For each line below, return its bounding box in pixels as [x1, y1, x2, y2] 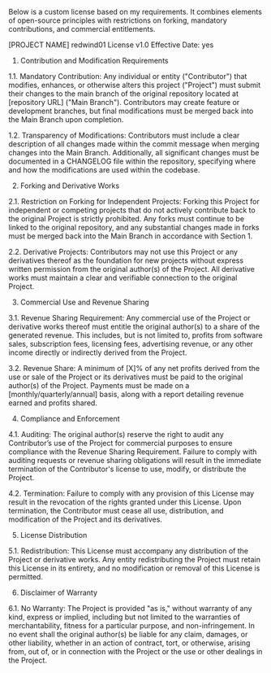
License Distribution [19, 531, 88, 540]
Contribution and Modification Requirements [19, 56, 169, 65]
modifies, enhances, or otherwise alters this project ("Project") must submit [8, 81, 261, 90]
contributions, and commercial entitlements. [8, 24, 156, 33]
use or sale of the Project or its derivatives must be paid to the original [8, 372, 243, 382]
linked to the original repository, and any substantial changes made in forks [8, 223, 260, 232]
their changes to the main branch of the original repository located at [8, 89, 239, 98]
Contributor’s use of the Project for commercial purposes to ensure [8, 439, 233, 448]
